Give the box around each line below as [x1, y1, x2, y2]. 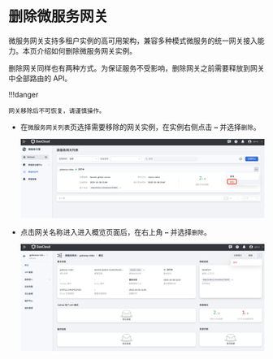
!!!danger [8, 89, 39, 99]
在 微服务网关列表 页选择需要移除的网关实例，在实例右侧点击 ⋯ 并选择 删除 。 [19, 122, 261, 132]
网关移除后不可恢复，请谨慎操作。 [8, 106, 106, 115]
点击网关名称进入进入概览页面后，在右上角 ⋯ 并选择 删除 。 [19, 227, 211, 237]
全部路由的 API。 [15, 73, 72, 83]
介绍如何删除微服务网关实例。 [36, 45, 136, 55]
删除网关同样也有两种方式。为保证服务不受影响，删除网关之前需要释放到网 [8, 63, 258, 73]
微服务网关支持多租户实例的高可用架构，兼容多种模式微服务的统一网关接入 [8, 36, 258, 45]
